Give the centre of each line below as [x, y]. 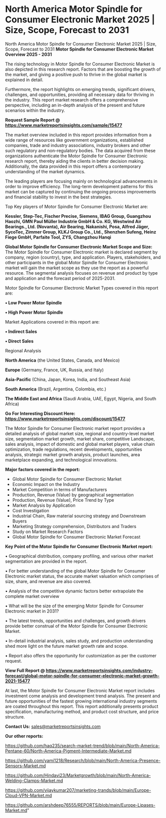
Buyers [20, 521]
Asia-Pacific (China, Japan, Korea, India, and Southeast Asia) [68, 379]
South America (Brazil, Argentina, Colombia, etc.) [56, 389]
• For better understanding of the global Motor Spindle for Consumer [75, 571]
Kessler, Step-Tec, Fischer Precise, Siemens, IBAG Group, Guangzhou [78, 216]
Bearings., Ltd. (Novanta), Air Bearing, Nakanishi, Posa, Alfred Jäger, [77, 227]
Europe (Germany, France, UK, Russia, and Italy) [54, 370]
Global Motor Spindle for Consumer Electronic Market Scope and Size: [79, 246]
